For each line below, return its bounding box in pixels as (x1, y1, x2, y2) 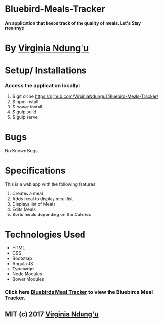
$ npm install (12, 99, 39, 105)
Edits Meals (12, 206, 36, 212)
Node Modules (12, 271, 43, 277)
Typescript (12, 266, 34, 272)
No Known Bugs (5, 148, 38, 154)
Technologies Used (5, 229, 86, 240)
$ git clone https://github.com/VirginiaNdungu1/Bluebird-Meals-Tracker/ (12, 93, 158, 99)
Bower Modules (12, 276, 44, 282)
